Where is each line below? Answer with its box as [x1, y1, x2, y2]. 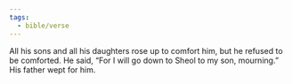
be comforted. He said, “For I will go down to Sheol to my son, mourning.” [9, 55, 279, 65]
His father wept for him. [9, 64, 96, 75]
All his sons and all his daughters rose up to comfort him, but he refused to [9, 45, 283, 56]
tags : [9, 12, 29, 22]
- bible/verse [17, 21, 69, 30]
